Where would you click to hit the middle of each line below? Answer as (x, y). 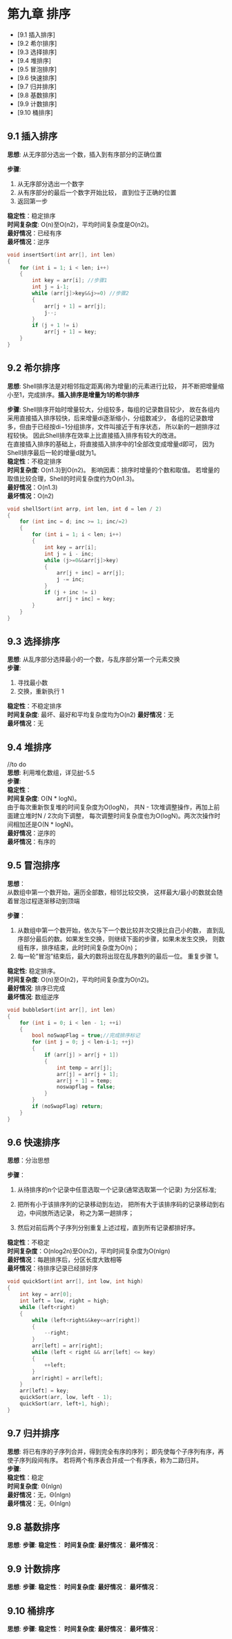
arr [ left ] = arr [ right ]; (68, 1346)
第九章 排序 (39, 14)
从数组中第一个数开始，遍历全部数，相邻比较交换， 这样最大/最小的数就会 (112, 892)
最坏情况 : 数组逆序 (33, 997)
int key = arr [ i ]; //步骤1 (70, 281)
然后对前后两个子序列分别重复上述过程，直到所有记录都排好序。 (108, 1228)
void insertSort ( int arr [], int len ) (61, 254)
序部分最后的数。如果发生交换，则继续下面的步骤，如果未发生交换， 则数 (121, 938)
